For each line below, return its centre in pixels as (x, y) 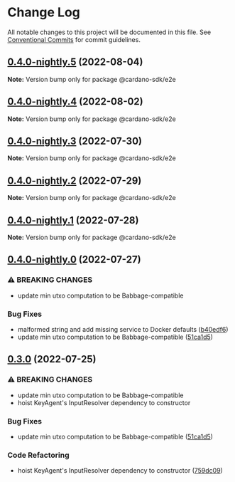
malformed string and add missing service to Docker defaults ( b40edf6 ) (123, 329)
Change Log (44, 12)
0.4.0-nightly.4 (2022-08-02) (75, 101)
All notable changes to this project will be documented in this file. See (109, 32)
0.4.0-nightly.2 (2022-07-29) (75, 180)
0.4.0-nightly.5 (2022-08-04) (75, 62)
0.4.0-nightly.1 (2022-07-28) (73, 220)
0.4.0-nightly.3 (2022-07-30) (75, 141)
